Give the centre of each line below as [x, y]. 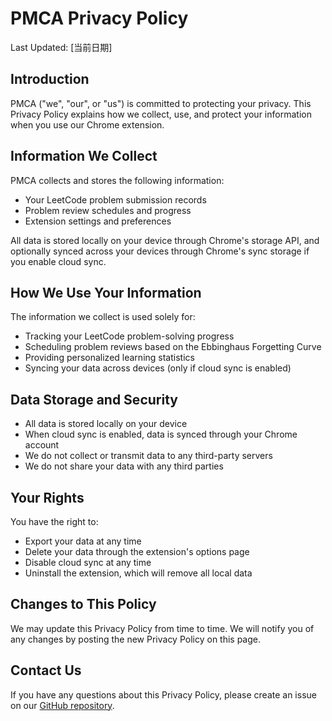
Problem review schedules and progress [108, 210]
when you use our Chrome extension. [87, 124]
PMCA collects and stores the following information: [117, 180]
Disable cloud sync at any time [88, 562]
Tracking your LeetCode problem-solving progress [129, 336]
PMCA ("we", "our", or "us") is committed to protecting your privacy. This [161, 103]
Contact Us [46, 670]
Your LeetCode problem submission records [115, 199]
